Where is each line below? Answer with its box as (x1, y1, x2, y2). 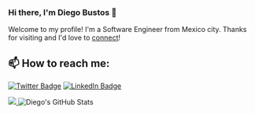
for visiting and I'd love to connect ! (8, 33, 120, 42)
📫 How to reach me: (8, 56, 110, 69)
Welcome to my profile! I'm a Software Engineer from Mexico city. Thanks (8, 25, 247, 34)
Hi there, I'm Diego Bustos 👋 (8, 7, 117, 18)
